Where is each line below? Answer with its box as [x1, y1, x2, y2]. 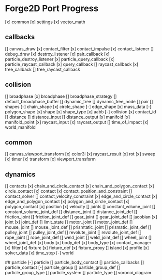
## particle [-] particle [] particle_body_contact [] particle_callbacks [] [5, 260, 144, 265]
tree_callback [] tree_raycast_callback [5, 66, 81, 72]
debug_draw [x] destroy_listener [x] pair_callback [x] [5, 51, 110, 57]
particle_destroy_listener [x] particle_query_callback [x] [5, 56, 115, 62]
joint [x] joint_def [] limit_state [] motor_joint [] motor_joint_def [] [5, 219, 133, 225]
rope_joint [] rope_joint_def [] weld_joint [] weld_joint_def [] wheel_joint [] [5, 234, 152, 240]
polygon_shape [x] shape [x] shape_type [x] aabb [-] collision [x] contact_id [5, 109, 156, 114]
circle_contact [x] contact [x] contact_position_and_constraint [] [5, 188, 132, 194]
